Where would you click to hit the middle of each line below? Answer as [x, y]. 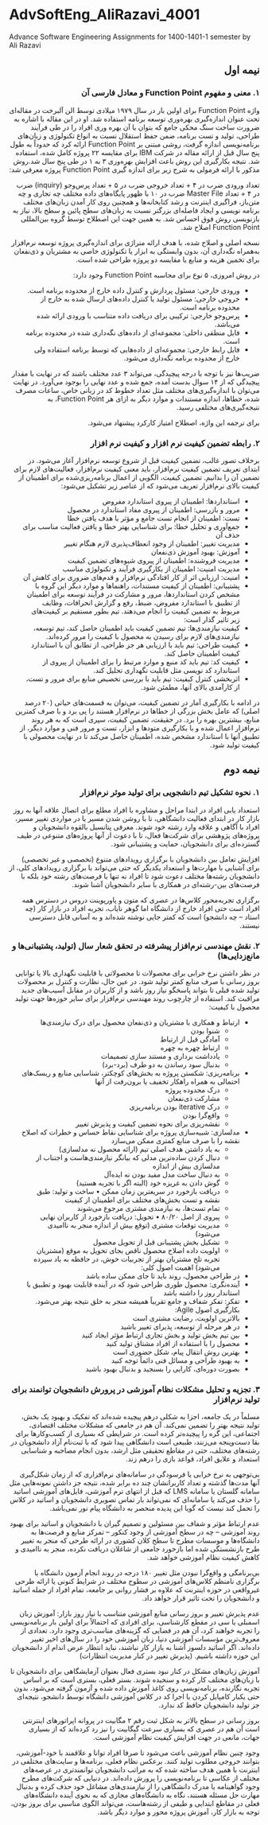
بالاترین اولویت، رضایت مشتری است [186, 1317]
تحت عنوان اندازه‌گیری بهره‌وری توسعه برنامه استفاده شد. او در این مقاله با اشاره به [137, 119]
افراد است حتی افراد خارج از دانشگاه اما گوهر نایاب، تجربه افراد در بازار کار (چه [142, 908]
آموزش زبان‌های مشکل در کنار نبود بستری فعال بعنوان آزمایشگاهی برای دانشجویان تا [135, 1671]
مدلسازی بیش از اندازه [186, 1165]
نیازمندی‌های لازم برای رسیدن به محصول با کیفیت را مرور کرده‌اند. [143, 636]
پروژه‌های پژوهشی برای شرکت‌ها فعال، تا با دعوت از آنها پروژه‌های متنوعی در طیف [138, 835]
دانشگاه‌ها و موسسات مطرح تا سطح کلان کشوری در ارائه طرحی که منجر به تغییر [140, 1540]
